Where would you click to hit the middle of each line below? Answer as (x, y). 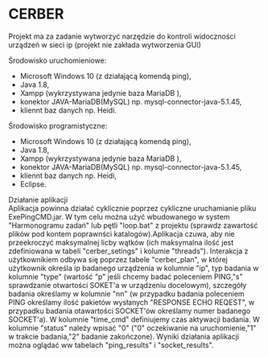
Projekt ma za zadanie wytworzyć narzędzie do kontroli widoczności (122, 36)
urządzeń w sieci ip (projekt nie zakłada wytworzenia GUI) (105, 44)
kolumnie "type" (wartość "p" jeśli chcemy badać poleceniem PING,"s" (126, 276)
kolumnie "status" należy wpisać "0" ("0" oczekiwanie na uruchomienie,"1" (132, 327)
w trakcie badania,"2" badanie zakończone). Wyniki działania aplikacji (124, 336)
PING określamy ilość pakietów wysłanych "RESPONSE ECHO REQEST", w (132, 302)
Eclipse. (33, 184)
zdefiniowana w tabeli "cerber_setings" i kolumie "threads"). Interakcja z (128, 251)
